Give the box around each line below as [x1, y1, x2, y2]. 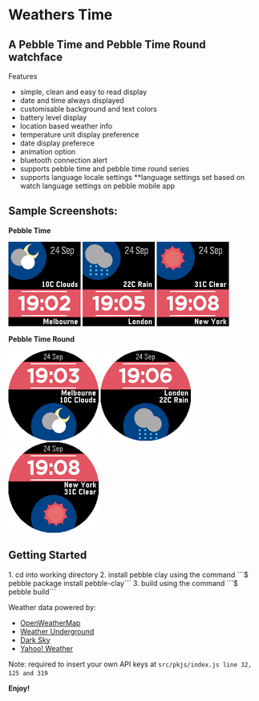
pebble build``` [8, 587, 57, 596]
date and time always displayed [19, 96, 124, 105]
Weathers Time [8, 6, 113, 24]
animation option [19, 147, 76, 156]
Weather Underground [19, 626, 95, 636]
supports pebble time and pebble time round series [19, 164, 190, 174]
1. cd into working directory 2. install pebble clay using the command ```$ [8, 569, 249, 580]
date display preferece [19, 138, 95, 148]
